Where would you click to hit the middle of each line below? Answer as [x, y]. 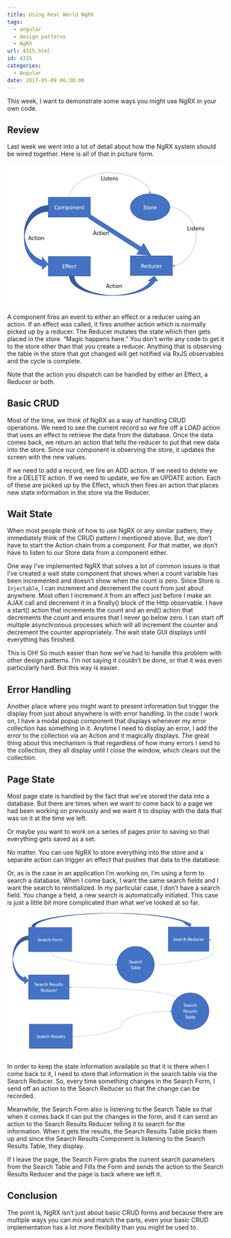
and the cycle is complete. [44, 361]
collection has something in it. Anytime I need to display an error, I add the [112, 728]
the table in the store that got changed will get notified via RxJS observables [115, 354]
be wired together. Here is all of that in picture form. [81, 154]
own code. [22, 108]
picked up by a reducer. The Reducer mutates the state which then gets [109, 331]
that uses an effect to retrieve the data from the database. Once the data [110, 435]
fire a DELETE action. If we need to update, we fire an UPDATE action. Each [114, 477]
